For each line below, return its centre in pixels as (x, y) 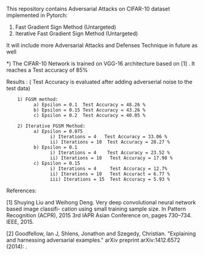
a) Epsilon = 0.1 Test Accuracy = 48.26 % (90, 105)
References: (21, 190)
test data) (18, 88)
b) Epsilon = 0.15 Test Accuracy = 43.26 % (90, 110)
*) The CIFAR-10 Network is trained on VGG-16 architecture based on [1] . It (101, 64)
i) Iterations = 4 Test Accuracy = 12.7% (108, 169)
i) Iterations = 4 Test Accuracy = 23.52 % (110, 153)
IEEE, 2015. (20, 222)
